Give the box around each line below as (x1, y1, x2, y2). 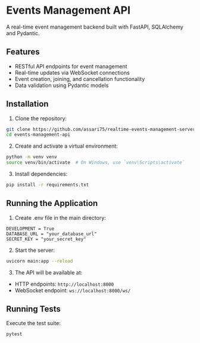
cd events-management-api (6, 132, 70, 138)
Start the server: (14, 247, 55, 254)
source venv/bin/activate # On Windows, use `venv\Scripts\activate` (6, 160, 185, 166)
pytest (6, 331, 23, 337)
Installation (6, 99, 49, 109)
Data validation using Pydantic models (14, 82, 109, 89)
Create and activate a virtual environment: (14, 142, 118, 149)
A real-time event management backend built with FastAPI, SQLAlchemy (6, 23, 183, 30)
